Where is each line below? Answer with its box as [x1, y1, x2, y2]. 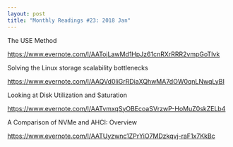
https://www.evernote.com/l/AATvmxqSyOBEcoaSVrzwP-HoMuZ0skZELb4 [7, 104, 226, 113]
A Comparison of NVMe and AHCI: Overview [7, 117, 138, 127]
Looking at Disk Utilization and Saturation [7, 91, 127, 99]
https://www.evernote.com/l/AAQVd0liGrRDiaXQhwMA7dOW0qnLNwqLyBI [7, 77, 225, 85]
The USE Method [7, 36, 57, 44]
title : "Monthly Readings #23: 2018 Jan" [7, 17, 131, 24]
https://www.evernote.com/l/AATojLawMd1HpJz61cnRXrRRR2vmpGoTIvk [7, 50, 220, 58]
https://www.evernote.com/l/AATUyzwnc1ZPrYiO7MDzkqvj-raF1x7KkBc [7, 132, 215, 140]
